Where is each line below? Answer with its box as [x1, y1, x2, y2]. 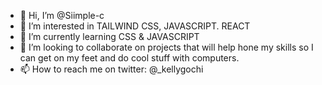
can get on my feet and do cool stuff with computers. [19, 52, 240, 64]
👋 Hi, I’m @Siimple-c [19, 10, 105, 21]
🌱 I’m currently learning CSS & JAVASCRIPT [19, 31, 200, 42]
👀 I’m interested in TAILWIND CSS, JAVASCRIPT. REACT [19, 20, 251, 32]
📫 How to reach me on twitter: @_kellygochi [19, 63, 204, 75]
